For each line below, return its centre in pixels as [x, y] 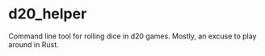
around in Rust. [34, 44]
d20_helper [48, 14]
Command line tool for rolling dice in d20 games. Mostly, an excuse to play [132, 36]
